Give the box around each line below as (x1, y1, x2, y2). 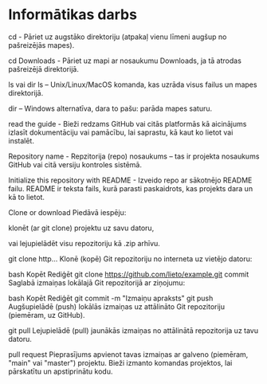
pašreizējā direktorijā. (8, 64, 80, 73)
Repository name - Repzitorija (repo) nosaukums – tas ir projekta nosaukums (8, 151, 260, 161)
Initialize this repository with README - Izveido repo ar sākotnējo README (8, 175, 253, 185)
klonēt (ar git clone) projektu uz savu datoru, (8, 223, 155, 233)
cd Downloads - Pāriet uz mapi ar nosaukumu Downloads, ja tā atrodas (8, 56, 241, 65)
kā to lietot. (8, 192, 45, 202)
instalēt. (8, 135, 34, 145)
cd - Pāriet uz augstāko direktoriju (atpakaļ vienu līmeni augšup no (8, 32, 227, 41)
